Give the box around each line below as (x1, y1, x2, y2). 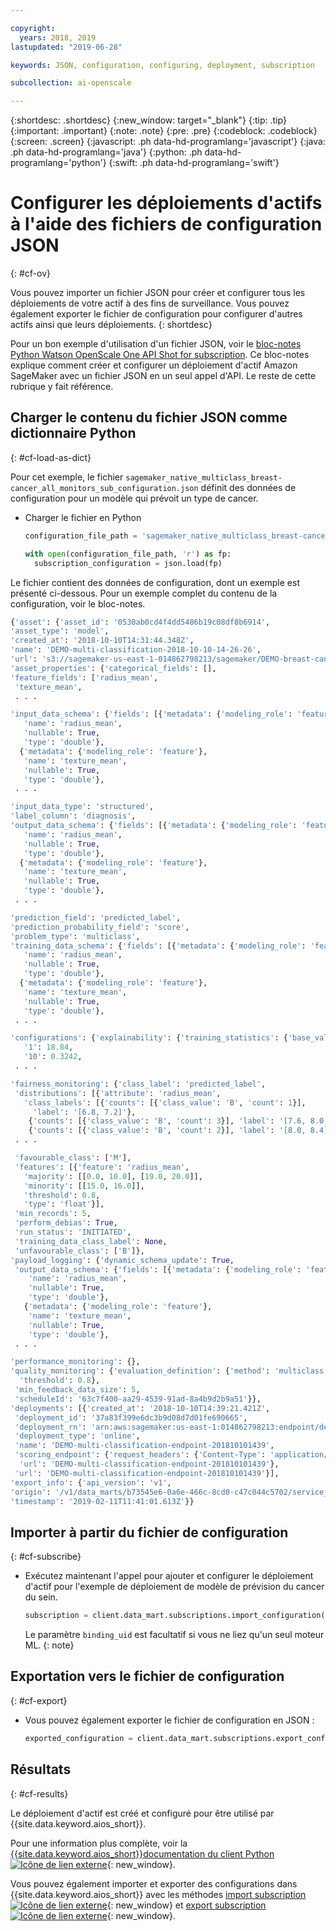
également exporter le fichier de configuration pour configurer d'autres (10, 308, 303, 320)
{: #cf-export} (10, 1694, 68, 1706)
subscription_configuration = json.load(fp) (34, 558, 223, 568)
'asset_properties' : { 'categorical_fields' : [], (10, 663, 217, 673)
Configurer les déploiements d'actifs (10, 192, 323, 215)
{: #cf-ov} (10, 267, 51, 280)
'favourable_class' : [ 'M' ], (14, 1153, 132, 1163)
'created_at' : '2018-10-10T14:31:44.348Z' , (10, 636, 195, 646)
